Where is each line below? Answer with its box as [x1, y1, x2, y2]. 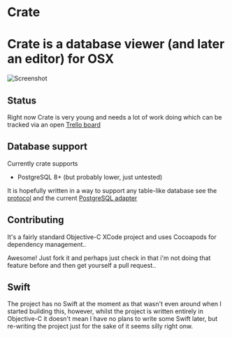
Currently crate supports [7, 159, 78, 168]
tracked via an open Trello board [7, 120, 101, 129]
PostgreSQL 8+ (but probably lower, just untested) [17, 173, 163, 181]
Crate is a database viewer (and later [7, 36, 225, 52]
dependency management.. [7, 240, 87, 248]
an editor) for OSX [7, 51, 114, 67]
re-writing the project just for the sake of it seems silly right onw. [7, 322, 194, 331]
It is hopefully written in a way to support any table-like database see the [7, 186, 217, 194]
